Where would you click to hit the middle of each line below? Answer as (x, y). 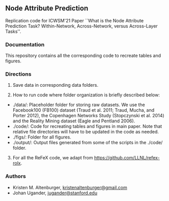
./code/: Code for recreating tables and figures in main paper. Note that (87, 126)
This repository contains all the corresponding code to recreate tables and (83, 56)
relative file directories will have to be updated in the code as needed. (86, 132)
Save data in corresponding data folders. (55, 85)
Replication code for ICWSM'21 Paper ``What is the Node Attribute (75, 20)
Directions (18, 74)
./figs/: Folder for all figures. (42, 137)
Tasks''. (13, 31)
